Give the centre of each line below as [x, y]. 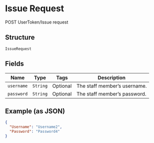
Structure [20, 37]
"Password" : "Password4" [35, 132]
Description [111, 77]
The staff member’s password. [111, 94]
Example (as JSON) [35, 111]
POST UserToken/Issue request [37, 22]
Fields [15, 64]
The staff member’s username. [112, 86]
